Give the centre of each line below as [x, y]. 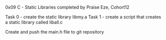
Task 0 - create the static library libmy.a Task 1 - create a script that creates [83, 17]
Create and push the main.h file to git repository [55, 32]
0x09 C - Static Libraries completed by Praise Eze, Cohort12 [67, 7]
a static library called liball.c [34, 22]
